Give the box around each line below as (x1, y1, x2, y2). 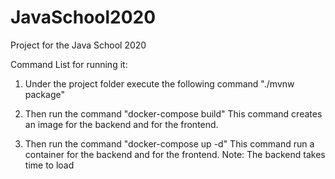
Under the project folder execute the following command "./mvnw (24, 77, 295, 90)
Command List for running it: (10, 58, 128, 70)
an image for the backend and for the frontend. (24, 118, 219, 130)
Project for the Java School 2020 (10, 39, 147, 51)
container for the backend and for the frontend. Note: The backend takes (24, 148, 326, 160)
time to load (24, 159, 75, 171)
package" (24, 88, 65, 100)
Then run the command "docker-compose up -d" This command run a (24, 137, 315, 150)
